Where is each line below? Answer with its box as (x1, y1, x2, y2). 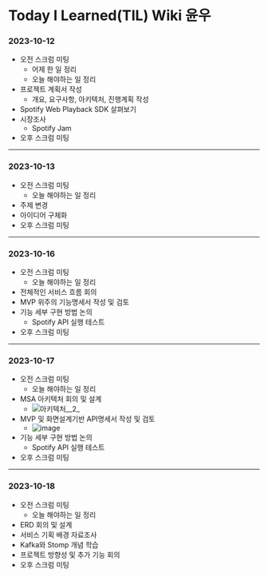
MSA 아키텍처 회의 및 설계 (19, 394, 102, 404)
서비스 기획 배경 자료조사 (19, 530, 97, 539)
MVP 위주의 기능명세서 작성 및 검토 (19, 297, 130, 307)
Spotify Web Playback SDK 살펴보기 (19, 105, 137, 114)
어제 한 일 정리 (31, 65, 77, 74)
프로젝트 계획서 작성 (19, 85, 82, 94)
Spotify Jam (31, 124, 72, 133)
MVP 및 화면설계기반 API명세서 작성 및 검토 (19, 414, 156, 424)
